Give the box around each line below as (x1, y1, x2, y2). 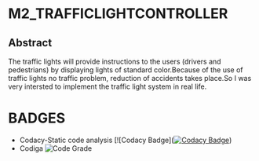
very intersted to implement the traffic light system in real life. (8, 82, 207, 91)
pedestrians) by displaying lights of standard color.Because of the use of (8, 65, 243, 75)
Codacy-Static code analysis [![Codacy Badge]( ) (19, 135, 232, 145)
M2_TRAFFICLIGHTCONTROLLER (8, 5, 228, 23)
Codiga (19, 143, 43, 153)
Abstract (8, 36, 53, 49)
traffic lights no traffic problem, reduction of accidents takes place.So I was (8, 74, 252, 82)
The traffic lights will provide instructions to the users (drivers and (8, 57, 221, 66)
